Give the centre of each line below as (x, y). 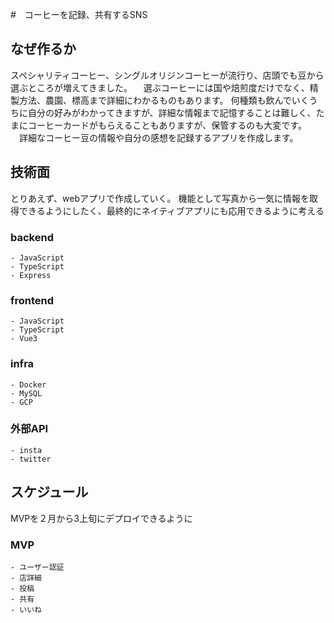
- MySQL (26, 393)
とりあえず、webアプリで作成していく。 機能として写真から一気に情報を (160, 198)
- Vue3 (24, 339)
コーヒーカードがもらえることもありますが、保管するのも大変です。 (167, 125)
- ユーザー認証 (37, 567)
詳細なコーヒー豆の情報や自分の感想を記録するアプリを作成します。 (158, 137)
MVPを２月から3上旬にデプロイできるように (101, 518)
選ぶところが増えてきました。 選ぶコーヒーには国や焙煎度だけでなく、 (160, 87)
